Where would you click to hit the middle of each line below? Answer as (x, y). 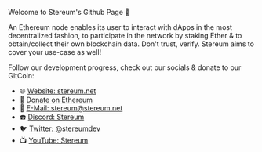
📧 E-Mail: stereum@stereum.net (71, 108)
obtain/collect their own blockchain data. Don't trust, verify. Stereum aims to (131, 44)
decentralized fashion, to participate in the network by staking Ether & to (125, 36)
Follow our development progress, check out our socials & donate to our (125, 67)
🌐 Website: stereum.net (58, 91)
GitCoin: (21, 76)
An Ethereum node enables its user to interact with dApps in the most (120, 27)
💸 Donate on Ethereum (56, 100)
